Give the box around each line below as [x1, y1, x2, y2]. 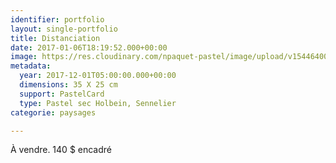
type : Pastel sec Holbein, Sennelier [19, 98, 177, 108]
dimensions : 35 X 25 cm [19, 80, 118, 90]
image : [10, 52, 38, 62]
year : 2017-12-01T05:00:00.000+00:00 [19, 71, 177, 81]
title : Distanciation [10, 33, 101, 43]
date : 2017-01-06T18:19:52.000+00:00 [10, 42, 168, 53]
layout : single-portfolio [10, 24, 118, 34]
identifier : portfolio [10, 14, 105, 25]
